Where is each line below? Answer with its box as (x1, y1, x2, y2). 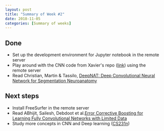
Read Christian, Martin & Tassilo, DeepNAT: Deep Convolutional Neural (12, 73, 156, 79)
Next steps (5, 92, 39, 100)
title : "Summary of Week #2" (5, 12, 65, 17)
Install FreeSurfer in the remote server (12, 105, 89, 110)
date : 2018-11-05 (5, 16, 41, 21)
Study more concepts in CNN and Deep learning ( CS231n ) (12, 120, 130, 126)
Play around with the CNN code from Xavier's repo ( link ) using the (12, 62, 146, 68)
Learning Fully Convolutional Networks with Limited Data (12, 115, 127, 121)
